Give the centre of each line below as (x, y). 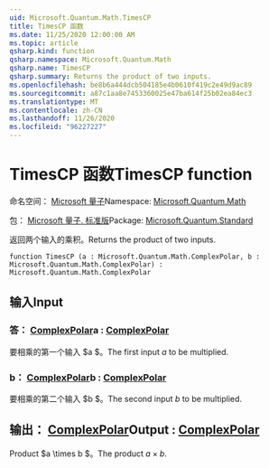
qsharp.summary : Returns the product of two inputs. (111, 77)
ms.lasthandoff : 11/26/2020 (62, 118)
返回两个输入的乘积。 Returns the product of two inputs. (113, 239)
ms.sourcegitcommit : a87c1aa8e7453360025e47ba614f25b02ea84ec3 (131, 93)
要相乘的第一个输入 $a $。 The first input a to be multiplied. (119, 351)
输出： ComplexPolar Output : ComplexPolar (134, 430)
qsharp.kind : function (52, 51)
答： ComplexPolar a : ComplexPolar (89, 331)
